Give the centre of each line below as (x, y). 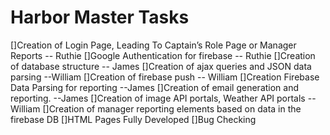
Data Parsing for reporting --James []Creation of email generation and (155, 87)
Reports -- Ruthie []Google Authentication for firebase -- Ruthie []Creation (163, 55)
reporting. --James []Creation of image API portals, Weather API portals (158, 98)
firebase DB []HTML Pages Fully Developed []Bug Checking (133, 119)
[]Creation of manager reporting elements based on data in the (172, 108)
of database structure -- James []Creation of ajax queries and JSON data (161, 66)
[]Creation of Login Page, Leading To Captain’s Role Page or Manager (153, 45)
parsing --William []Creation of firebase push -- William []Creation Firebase (165, 77)
